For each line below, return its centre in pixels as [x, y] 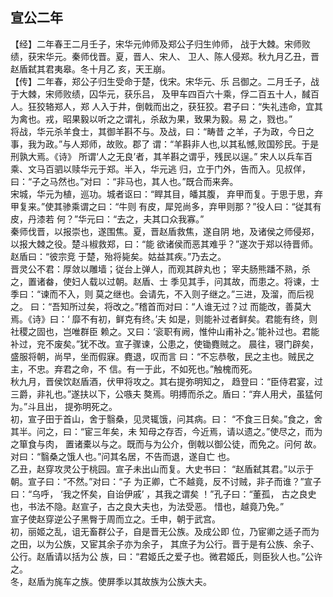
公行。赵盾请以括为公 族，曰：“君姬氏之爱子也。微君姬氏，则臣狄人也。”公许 [166, 556]
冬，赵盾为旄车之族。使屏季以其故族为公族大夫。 [111, 581]
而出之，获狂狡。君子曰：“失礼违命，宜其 [238, 106]
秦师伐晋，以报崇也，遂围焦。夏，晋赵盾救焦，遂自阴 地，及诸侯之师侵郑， [165, 231]
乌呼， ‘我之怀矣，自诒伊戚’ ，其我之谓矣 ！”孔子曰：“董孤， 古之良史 [174, 494]
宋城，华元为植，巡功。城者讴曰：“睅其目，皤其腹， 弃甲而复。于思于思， [162, 194]
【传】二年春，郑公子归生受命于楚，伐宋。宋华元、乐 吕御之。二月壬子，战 [165, 81]
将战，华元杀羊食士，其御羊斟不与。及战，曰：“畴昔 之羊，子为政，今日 [158, 131]
